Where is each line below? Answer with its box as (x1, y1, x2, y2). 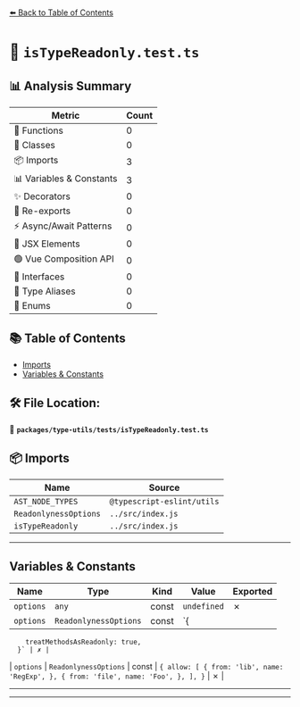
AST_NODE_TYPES (13, 496, 79, 507)
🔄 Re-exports (13, 204, 71, 217)
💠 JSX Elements (13, 237, 80, 250)
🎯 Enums (13, 300, 51, 312)
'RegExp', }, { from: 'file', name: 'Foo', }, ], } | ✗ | (9, 670, 225, 681)
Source (148, 481, 180, 494)
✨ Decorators (13, 190, 71, 203)
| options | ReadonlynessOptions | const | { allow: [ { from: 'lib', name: (9, 661, 284, 672)
